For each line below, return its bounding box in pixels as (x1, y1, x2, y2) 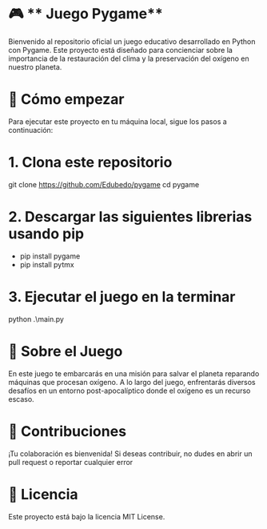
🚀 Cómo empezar (8, 90, 125, 109)
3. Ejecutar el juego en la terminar (8, 287, 236, 306)
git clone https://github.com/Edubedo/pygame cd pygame (8, 179, 200, 189)
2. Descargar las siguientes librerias (8, 208, 253, 226)
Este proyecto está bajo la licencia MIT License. (8, 511, 165, 521)
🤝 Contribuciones (8, 422, 126, 440)
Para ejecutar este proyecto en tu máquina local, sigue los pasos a (8, 116, 228, 126)
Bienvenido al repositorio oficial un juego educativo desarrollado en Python (8, 36, 256, 46)
